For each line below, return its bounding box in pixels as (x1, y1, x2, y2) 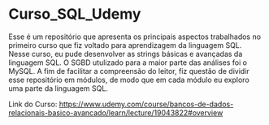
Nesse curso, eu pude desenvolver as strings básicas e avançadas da (8, 49, 243, 58)
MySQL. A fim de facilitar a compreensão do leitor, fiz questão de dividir (8, 66, 249, 75)
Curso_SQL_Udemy (8, 5, 141, 24)
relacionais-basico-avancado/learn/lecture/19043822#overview (8, 107, 223, 118)
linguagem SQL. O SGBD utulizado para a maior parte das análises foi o (8, 58, 248, 67)
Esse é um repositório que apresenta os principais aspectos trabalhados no (8, 32, 262, 41)
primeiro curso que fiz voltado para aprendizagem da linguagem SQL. (8, 40, 242, 50)
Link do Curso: (8, 99, 58, 109)
